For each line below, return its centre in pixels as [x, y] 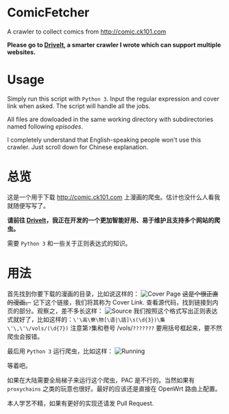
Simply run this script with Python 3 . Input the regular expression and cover [113, 99]
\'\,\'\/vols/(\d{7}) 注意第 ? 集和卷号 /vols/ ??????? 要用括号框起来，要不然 [115, 328]
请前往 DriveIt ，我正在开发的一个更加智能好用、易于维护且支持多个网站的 [111, 220]
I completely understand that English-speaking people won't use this [104, 140]
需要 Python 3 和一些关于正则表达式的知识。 [69, 243]
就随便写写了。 [28, 205]
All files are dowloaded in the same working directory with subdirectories [110, 119]
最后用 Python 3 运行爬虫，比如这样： [60, 351]
